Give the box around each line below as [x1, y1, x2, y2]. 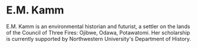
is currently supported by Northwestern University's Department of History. [6, 35, 192, 42]
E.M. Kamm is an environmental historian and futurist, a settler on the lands [6, 23, 190, 30]
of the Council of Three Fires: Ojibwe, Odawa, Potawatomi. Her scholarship [6, 29, 190, 36]
